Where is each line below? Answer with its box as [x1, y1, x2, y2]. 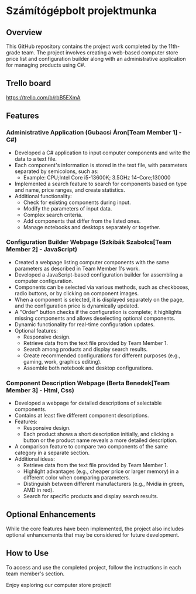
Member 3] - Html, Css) [6, 386, 74, 394]
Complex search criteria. [23, 211, 83, 218]
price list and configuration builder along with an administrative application [6, 56, 186, 62]
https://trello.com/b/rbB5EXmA [6, 94, 81, 101]
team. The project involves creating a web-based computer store [21, 49, 178, 56]
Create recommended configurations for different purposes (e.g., [23, 352, 181, 359]
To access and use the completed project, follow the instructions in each [6, 564, 181, 571]
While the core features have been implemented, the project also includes [6, 525, 184, 532]
